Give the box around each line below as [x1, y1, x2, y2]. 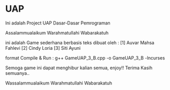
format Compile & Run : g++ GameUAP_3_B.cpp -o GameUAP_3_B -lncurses [5, 54, 165, 61]
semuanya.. [5, 70, 30, 76]
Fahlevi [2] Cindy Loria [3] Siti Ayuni [5, 45, 81, 51]
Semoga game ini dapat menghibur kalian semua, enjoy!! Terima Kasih [5, 65, 153, 71]
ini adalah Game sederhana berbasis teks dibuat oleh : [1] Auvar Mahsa [5, 39, 154, 46]
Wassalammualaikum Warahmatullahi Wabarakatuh [5, 80, 112, 86]
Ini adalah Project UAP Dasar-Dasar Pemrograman [5, 20, 110, 26]
